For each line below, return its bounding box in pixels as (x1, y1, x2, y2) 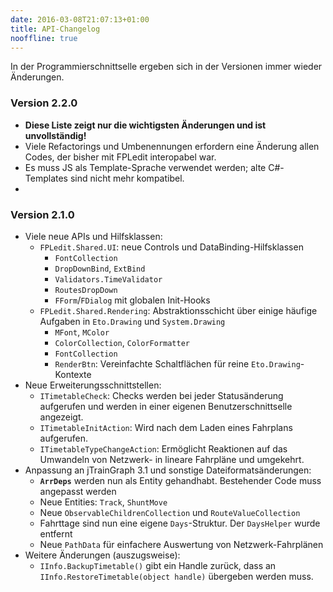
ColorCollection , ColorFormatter (54, 336, 190, 348)
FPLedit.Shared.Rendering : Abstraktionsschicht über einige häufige (39, 304, 318, 316)
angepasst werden (39, 485, 117, 497)
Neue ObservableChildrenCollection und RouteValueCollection (39, 506, 301, 518)
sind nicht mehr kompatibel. (69, 172, 185, 184)
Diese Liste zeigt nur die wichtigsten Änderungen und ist (24, 119, 267, 131)
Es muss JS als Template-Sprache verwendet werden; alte (24, 161, 267, 173)
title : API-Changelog (10, 24, 101, 34)
